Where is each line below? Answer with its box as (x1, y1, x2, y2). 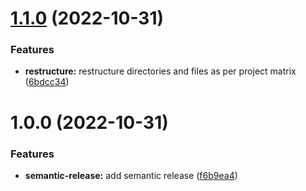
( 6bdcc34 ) (24, 76, 70, 88)
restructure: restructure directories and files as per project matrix (24, 65, 297, 77)
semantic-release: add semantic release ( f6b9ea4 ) (24, 169, 238, 181)
